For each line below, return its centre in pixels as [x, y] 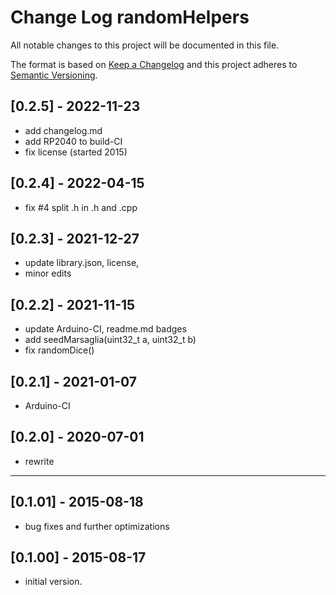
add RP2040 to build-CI [73, 141]
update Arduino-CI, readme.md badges [105, 329]
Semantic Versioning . [54, 75]
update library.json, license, [82, 263]
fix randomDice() [59, 350]
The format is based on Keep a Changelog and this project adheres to [154, 64]
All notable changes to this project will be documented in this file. [145, 45]
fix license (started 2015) [76, 152]
